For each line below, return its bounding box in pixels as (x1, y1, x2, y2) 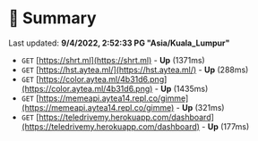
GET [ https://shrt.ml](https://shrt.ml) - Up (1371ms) (21, 54, 205, 65)
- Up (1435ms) (154, 83, 209, 94)
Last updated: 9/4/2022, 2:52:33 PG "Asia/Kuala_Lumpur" (8, 37, 230, 48)
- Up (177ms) (202, 120, 250, 132)
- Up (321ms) (176, 102, 225, 112)
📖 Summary (8, 8, 97, 29)
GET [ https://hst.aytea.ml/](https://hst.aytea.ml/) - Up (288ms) (21, 64, 249, 75)
